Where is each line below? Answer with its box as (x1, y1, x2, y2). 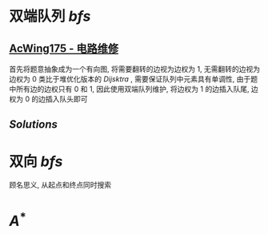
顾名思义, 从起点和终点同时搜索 (9, 180, 111, 190)
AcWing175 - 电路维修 (9, 42, 119, 55)
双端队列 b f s (9, 7, 91, 26)
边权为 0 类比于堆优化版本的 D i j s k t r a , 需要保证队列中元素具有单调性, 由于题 (9, 74, 258, 84)
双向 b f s (9, 153, 63, 170)
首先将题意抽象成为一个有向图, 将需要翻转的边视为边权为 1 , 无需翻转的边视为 (9, 65, 261, 73)
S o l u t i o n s (9, 117, 58, 132)
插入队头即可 (45, 94, 88, 104)
